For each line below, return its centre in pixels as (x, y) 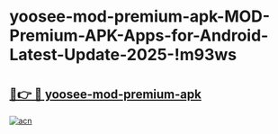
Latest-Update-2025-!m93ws (123, 55)
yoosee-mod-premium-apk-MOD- (140, 17)
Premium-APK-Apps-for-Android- (139, 36)
